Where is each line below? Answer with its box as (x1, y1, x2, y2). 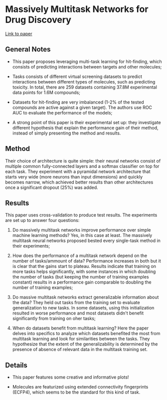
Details (5, 361, 27, 369)
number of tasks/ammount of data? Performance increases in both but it (12, 258, 161, 264)
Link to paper (5, 30, 32, 36)
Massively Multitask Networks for (5, 3, 149, 15)
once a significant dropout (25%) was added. (5, 184, 98, 190)
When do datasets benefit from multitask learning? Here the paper (12, 325, 149, 331)
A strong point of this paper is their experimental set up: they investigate (12, 119, 161, 125)
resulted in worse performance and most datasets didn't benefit (12, 310, 144, 316)
